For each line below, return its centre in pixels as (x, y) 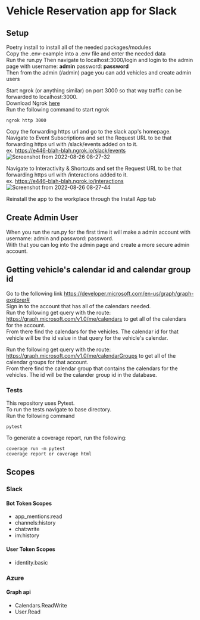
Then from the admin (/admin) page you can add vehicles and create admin (99, 72)
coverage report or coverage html (49, 454)
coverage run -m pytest (36, 448)
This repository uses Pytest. (40, 403)
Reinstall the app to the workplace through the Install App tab (81, 199)
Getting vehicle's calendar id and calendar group (99, 270)
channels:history (35, 523)
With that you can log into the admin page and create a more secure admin (98, 244)
